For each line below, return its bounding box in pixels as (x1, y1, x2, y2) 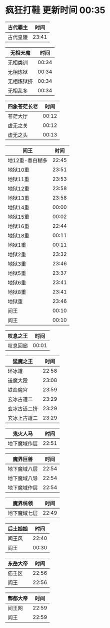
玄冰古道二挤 (7, 405, 38, 412)
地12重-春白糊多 (7, 156, 48, 164)
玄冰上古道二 (7, 414, 38, 421)
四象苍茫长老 (7, 103, 38, 110)
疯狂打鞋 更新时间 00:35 (5, 5, 105, 16)
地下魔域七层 (7, 510, 38, 517)
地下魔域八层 (7, 465, 38, 472)
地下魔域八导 (7, 475, 38, 482)
